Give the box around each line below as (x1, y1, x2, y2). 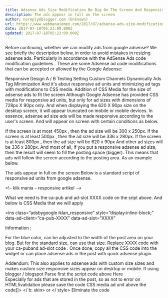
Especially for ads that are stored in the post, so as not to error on (5, 276, 141, 282)
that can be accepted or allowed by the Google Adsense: (5, 66, 122, 72)
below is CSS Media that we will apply (5, 200, 83, 206)
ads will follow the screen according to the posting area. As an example (5, 155, 152, 161)
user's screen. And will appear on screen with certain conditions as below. (5, 119, 158, 124)
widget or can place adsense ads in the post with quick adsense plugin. (5, 251, 153, 256)
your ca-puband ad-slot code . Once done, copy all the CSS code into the (5, 245, 157, 251)
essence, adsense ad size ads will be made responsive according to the (5, 113, 153, 119)
